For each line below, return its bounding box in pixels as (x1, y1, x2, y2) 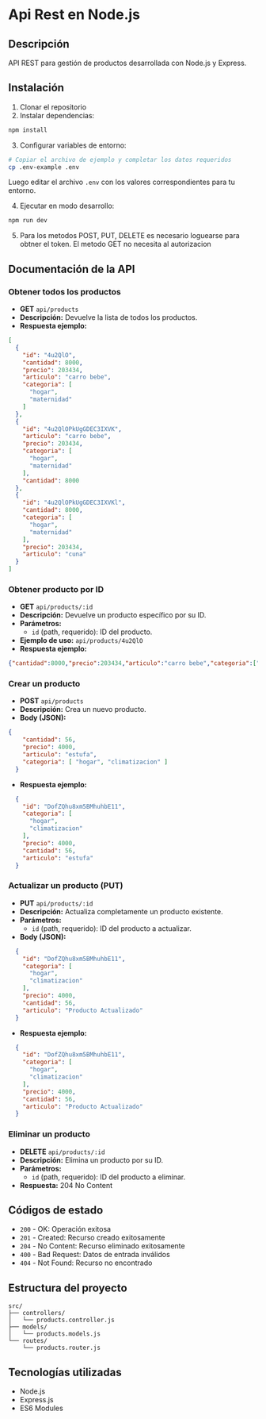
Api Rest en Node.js (8, 6, 141, 24)
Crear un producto (8, 679, 81, 690)
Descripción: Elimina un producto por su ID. (19, 1155, 164, 1164)
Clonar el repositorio (19, 102, 87, 112)
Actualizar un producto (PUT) (8, 880, 123, 891)
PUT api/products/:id (19, 898, 93, 908)
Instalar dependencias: (19, 110, 95, 120)
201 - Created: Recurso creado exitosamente (19, 1232, 165, 1243)
